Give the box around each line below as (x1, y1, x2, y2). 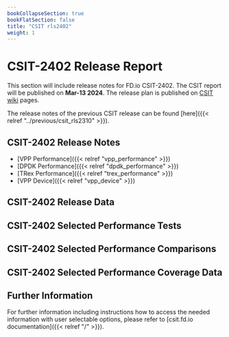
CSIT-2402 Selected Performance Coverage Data (7, 266, 223, 278)
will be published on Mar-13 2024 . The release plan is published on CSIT (7, 89, 214, 97)
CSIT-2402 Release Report (7, 59, 163, 74)
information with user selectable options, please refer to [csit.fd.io (7, 315, 193, 323)
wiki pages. (7, 96, 40, 104)
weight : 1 (7, 29, 36, 36)
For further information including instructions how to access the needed (7, 308, 210, 316)
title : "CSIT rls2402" (7, 23, 72, 30)
